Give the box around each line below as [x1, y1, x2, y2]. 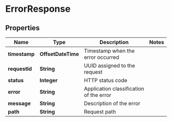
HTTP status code [83, 77, 127, 84]
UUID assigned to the [83, 62, 136, 69]
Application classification [83, 85, 144, 92]
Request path [83, 108, 116, 115]
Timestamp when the [83, 47, 135, 54]
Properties [5, 24, 40, 32]
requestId [8, 65, 32, 72]
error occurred [83, 54, 119, 60]
